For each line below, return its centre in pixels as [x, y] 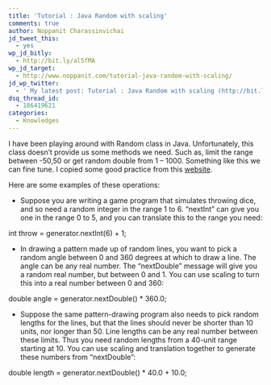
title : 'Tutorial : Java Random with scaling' [88, 16]
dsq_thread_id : [34, 98]
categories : [28, 114]
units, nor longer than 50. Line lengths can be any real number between [139, 331]
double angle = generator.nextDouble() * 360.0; [88, 298]
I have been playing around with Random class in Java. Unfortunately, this [131, 143]
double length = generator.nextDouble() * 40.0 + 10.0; [98, 372]
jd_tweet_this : [34, 38]
